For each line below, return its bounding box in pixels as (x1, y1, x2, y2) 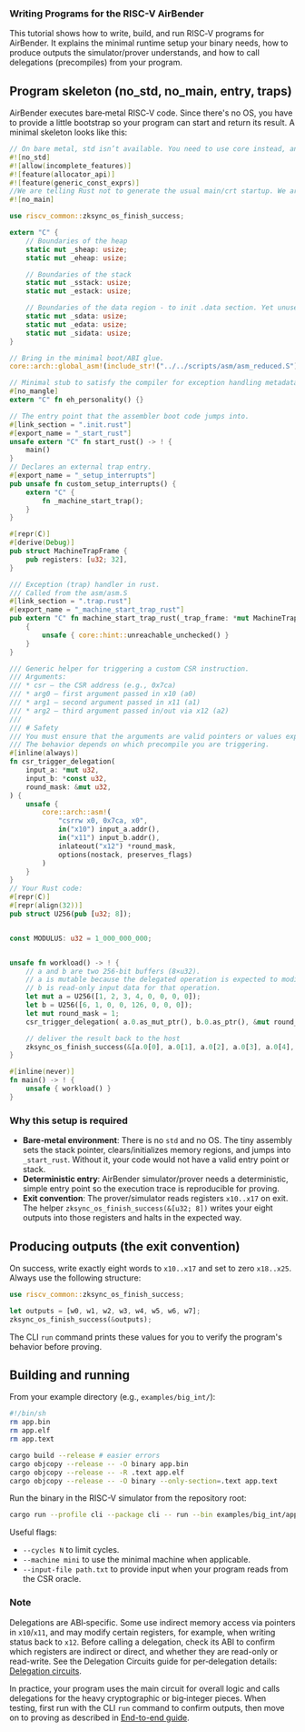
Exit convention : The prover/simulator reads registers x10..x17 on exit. (22, 1193, 289, 1204)
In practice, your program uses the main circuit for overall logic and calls (9, 1683, 280, 1694)
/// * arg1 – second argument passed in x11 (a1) (9, 698, 202, 707)
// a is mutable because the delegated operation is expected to (25, 975, 279, 985)
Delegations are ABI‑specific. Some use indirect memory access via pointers (9, 1616, 296, 1627)
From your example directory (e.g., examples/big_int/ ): (9, 1392, 216, 1403)
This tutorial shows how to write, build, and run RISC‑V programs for (9, 28, 265, 39)
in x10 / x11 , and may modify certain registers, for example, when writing (9, 1626, 276, 1637)
